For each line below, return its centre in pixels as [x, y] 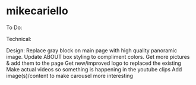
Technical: [19, 39]
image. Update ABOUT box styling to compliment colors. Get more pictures [98, 56]
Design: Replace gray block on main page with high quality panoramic [91, 50]
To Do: [14, 27]
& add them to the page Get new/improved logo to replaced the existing [94, 63]
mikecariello [37, 11]
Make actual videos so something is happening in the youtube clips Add [94, 69]
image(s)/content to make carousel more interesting [70, 75]
